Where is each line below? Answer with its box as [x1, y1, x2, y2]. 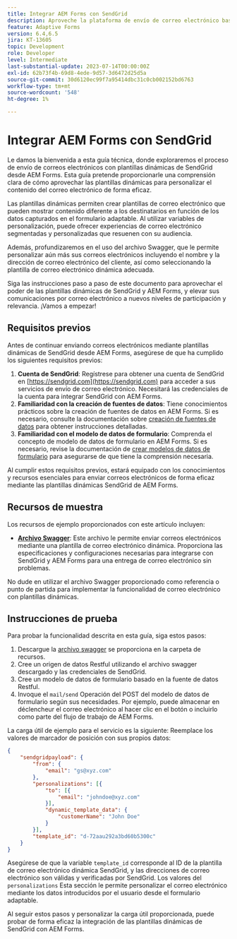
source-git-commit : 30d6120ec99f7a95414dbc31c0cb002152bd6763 [7, 76, 194, 83]
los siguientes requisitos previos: [7, 356, 103, 364]
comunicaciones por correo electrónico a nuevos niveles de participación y [7, 294, 226, 302]
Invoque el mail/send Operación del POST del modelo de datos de [17, 690, 209, 699]
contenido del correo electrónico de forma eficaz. [7, 185, 152, 194]
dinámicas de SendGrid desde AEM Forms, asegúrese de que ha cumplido [7, 348, 224, 357]
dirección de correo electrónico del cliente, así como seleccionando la [7, 258, 212, 266]
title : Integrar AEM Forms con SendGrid [7, 10, 128, 18]
